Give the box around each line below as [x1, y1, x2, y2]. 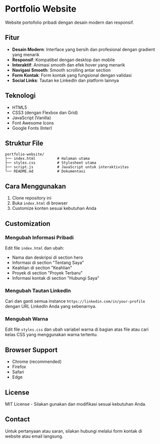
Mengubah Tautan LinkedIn [5, 287, 71, 294]
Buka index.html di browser [12, 200, 68, 206]
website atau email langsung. [5, 433, 64, 439]
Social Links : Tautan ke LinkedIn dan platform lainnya [12, 77, 119, 83]
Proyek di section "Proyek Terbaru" [12, 270, 83, 275]
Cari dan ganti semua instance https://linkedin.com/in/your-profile [5, 298, 145, 304]
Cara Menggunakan [5, 182, 66, 190]
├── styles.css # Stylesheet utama [5, 160, 96, 166]
